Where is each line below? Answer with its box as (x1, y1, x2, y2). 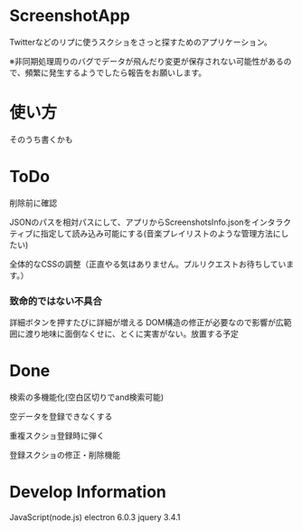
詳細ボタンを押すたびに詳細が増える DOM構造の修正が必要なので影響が (9, 317, 276, 328)
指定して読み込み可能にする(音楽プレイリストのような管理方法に (40, 227, 281, 238)
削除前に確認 (9, 197, 57, 208)
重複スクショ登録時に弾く (9, 430, 105, 441)
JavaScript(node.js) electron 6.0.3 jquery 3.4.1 (9, 511, 181, 522)
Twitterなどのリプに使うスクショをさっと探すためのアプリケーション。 (9, 36, 273, 47)
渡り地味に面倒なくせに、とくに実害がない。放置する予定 (24, 328, 240, 340)
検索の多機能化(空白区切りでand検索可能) (9, 391, 165, 403)
